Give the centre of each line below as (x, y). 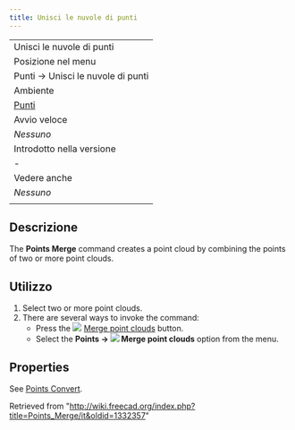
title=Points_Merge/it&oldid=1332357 (77, 416)
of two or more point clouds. (62, 258)
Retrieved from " (39, 406)
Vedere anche (43, 177)
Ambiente (34, 90)
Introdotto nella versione (65, 149)
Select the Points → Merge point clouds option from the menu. (157, 339)
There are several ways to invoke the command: (110, 318)
